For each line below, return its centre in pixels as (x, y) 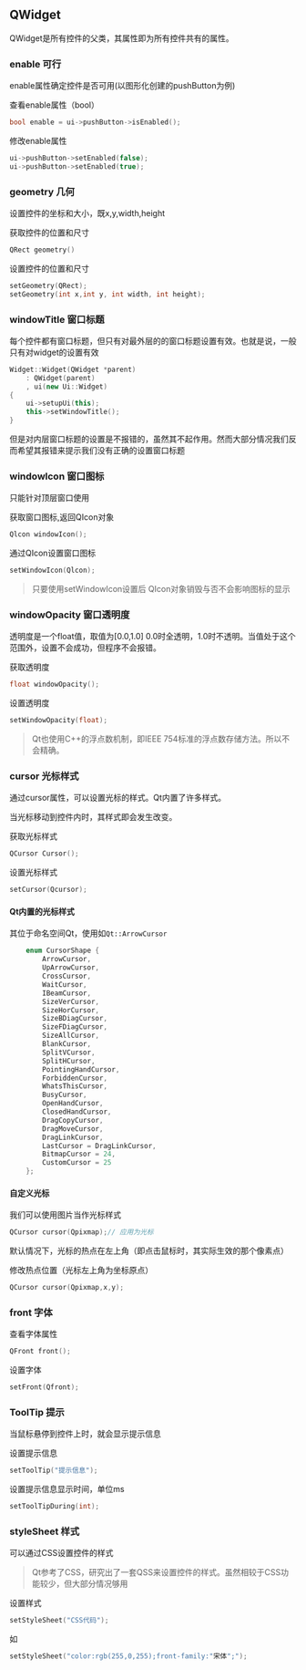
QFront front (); (40, 1352)
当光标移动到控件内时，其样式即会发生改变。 (93, 817)
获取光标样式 (33, 836)
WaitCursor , (65, 984)
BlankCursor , (67, 1044)
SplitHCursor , (69, 1061)
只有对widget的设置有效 (54, 352)
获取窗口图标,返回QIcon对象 (62, 517)
